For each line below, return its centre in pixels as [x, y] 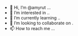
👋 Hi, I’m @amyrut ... [30, 8]
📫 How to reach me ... [32, 28]
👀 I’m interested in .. [29, 13]
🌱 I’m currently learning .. [35, 18]
